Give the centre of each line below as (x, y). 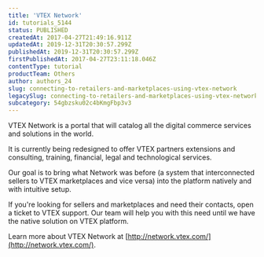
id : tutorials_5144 (40, 23)
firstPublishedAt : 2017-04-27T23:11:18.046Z (82, 60)
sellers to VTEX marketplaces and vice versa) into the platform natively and (130, 181)
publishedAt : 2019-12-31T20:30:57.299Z (73, 52)
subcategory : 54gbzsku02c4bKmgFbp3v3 (70, 103)
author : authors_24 (40, 81)
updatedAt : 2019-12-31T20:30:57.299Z (70, 45)
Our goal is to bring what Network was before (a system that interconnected (132, 173)
